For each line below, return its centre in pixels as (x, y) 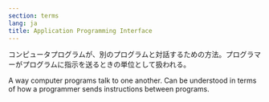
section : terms (34, 16)
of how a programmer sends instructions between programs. (109, 89)
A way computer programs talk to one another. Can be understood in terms (132, 80)
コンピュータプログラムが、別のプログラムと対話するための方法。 (117, 55)
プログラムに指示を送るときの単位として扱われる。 (106, 64)
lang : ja (23, 23)
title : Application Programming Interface (80, 31)
